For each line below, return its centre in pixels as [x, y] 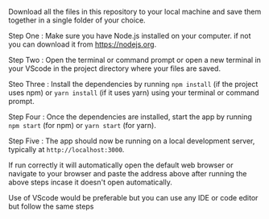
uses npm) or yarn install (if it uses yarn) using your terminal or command [134, 93]
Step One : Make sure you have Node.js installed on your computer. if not [130, 36]
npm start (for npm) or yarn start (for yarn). [83, 125]
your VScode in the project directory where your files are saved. [115, 68]
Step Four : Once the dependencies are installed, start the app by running [130, 117]
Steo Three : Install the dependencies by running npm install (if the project [133, 84]
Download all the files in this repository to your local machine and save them [135, 12]
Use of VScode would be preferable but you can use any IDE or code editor [133, 198]
